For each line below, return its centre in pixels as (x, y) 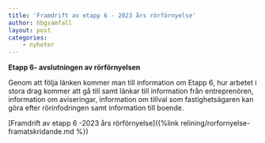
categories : (28, 38)
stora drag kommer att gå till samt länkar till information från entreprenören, (131, 91)
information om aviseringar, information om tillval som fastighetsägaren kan (131, 100)
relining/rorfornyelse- (216, 123)
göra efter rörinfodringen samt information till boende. (96, 108)
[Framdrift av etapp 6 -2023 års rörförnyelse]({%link (94, 123)
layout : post (30, 30)
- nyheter (39, 45)
